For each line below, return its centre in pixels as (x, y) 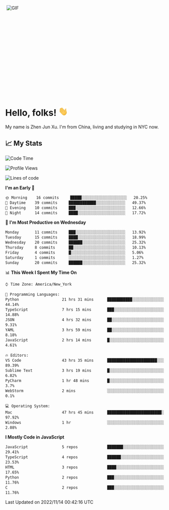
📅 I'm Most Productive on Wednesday (46, 222)
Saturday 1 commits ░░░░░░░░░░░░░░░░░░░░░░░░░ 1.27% (74, 258)
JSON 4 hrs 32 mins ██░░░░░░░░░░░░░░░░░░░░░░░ (85, 320)
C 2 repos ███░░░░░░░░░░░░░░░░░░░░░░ (85, 487)
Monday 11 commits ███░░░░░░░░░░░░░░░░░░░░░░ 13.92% (75, 232)
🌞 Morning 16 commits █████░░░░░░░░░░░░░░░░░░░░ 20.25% (76, 197)
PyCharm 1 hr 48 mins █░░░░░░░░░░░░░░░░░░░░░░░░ (85, 381)
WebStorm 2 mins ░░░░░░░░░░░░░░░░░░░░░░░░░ (85, 391)
